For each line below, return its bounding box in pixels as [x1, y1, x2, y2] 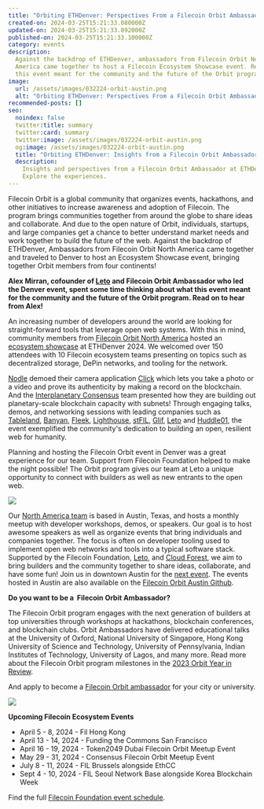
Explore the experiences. [22, 172, 108, 181]
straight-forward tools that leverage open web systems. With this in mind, [8, 324, 246, 334]
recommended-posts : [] [8, 99, 82, 107]
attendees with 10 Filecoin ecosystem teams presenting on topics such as [8, 349, 247, 359]
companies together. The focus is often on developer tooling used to [8, 536, 230, 545]
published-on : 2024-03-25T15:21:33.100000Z [8, 33, 153, 42]
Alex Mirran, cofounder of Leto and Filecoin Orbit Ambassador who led [8, 276, 244, 286]
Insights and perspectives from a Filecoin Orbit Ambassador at [22, 165, 237, 173]
